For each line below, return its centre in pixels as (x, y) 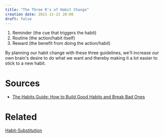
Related (21, 117)
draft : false (18, 19)
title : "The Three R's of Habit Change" (47, 10)
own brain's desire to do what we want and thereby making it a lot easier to (81, 58)
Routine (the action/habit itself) (44, 38)
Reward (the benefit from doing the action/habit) (61, 43)
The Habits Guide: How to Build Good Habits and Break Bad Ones (79, 97)
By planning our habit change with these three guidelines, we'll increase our (82, 53)
